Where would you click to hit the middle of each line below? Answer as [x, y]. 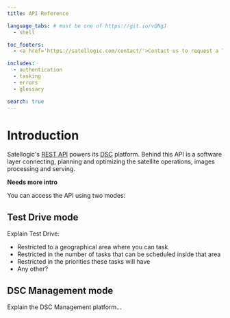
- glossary [29, 89]
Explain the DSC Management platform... [64, 307]
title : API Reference [38, 13]
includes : [21, 64]
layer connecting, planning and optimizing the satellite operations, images [111, 161]
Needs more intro [33, 182]
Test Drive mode [43, 217]
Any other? [33, 269]
